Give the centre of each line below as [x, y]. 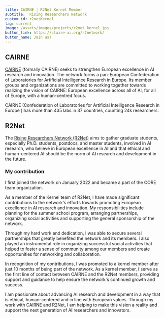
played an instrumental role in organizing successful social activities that [79, 243]
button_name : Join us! [28, 38]
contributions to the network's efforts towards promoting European [73, 202]
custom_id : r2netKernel [30, 19]
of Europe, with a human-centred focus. [46, 95]
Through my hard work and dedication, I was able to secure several [73, 233]
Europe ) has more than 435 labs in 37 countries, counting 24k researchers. [82, 110]
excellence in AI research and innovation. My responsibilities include [74, 208]
